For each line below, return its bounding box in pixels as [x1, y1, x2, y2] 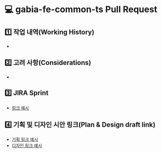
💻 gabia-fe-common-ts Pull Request [4, 4, 158, 15]
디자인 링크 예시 [11, 143, 42, 149]
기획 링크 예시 [11, 136, 38, 142]
